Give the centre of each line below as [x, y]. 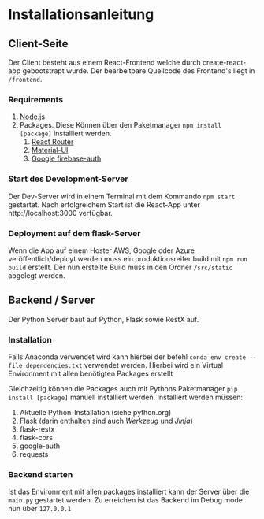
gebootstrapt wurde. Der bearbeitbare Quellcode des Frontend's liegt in [139, 71]
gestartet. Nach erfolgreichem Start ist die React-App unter [104, 204]
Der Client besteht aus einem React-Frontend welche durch [104, 62]
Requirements [36, 99]
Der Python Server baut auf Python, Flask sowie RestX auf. [104, 319]
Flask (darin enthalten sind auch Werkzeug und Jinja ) [106, 421]
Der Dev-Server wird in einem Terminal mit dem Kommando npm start [122, 196]
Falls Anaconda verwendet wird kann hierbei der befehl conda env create [127, 357]
